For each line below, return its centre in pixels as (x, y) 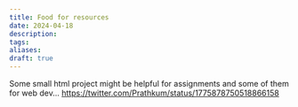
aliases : (25, 50)
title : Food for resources (59, 17)
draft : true (31, 58)
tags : (19, 42)
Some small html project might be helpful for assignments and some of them (149, 84)
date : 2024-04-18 (41, 26)
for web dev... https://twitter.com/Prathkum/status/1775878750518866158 (145, 93)
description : (33, 34)
